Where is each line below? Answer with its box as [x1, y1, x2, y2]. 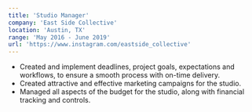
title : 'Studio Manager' [8, 11, 89, 20]
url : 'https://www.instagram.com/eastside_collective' [8, 41, 192, 49]
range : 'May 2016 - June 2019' [8, 33, 111, 42]
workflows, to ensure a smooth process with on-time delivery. [19, 70, 221, 80]
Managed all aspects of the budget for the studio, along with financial [19, 87, 245, 96]
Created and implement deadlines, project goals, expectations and [19, 62, 236, 71]
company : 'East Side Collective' [8, 19, 118, 27]
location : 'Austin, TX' [8, 26, 86, 34]
